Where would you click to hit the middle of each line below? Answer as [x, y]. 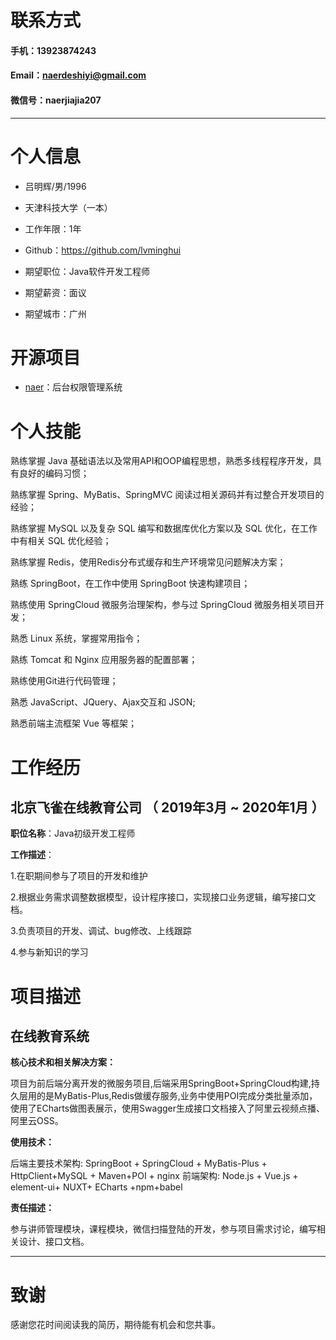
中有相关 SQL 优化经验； [61, 541]
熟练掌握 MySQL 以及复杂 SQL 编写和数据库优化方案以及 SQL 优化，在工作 [164, 528]
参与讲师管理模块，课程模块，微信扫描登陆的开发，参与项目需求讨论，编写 [163, 1229]
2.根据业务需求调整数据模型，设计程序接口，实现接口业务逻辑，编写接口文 [163, 897]
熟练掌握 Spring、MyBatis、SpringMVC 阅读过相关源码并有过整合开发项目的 [167, 495]
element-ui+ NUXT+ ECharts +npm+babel [96, 1187]
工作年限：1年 [53, 228]
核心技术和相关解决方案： [63, 1062]
